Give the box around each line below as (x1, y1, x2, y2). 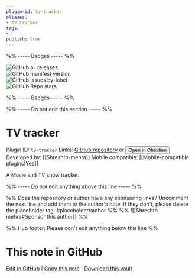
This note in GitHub (6, 245, 103, 259)
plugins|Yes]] (6, 160, 38, 167)
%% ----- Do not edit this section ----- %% (6, 106, 113, 112)
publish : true (6, 36, 41, 42)
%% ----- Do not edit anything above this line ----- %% (6, 183, 142, 190)
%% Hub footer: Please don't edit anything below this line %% (6, 224, 158, 231)
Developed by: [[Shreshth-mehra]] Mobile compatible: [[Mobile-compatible (6, 153, 189, 160)
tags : (6, 25, 19, 31)
